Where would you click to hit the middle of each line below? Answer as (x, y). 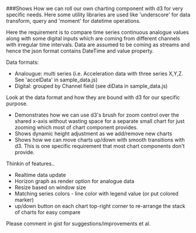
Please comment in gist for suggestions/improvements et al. (78, 224)
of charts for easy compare (47, 212)
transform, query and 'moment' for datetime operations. (73, 21)
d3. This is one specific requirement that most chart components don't (100, 146)
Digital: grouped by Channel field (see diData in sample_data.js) (91, 86)
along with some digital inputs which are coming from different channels (93, 38)
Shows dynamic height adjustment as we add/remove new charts (93, 133)
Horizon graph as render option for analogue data (74, 181)
